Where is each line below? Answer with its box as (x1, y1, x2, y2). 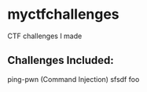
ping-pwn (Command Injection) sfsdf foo (7, 74, 140, 83)
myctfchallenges (7, 5, 119, 23)
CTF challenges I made (7, 31, 83, 41)
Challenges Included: (7, 54, 115, 67)
